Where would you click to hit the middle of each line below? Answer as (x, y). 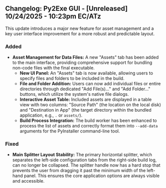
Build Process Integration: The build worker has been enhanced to (88, 121)
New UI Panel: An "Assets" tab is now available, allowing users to (86, 73)
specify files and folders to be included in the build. (72, 78)
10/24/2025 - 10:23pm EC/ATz (53, 17)
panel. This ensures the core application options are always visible (92, 176)
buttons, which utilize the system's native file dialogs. (74, 94)
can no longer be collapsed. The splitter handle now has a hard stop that (86, 165)
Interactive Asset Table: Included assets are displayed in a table (86, 100)
